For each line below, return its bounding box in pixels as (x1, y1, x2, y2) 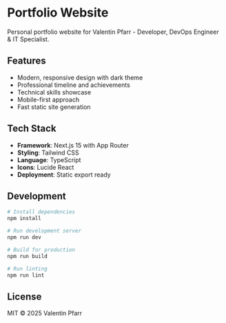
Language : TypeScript (17, 155, 81, 164)
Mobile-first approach (17, 95, 80, 104)
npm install (7, 215, 41, 222)
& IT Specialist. (7, 35, 50, 43)
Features (7, 55, 46, 67)
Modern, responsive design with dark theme (17, 73, 143, 81)
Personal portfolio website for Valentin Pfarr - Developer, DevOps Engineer (7, 28, 219, 36)
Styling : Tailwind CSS (17, 148, 79, 157)
